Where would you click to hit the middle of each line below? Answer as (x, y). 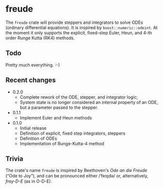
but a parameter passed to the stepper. (59, 107)
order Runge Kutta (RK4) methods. (40, 38)
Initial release (33, 128)
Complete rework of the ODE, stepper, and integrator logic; (79, 97)
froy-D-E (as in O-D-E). (29, 181)
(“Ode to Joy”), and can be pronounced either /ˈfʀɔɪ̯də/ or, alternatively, (77, 176)
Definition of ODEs (38, 138)
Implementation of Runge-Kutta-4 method (62, 143)
